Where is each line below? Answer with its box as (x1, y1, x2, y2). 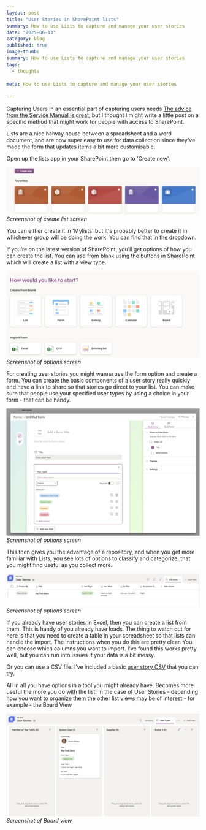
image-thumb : (6, 49, 40, 55)
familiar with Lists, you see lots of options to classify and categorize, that (6, 555, 191, 562)
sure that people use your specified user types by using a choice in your (6, 389, 189, 397)
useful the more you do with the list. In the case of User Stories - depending (6, 688, 198, 695)
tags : (6, 61, 20, 67)
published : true (6, 42, 48, 48)
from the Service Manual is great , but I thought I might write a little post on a (6, 112, 199, 119)
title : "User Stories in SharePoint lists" (6, 16, 120, 23)
